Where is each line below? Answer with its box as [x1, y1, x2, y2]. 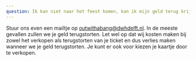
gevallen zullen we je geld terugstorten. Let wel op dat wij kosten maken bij [6, 30, 187, 38]
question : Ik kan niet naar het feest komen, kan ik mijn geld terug [6, 8, 179, 15]
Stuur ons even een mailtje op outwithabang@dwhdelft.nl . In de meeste [6, 24, 178, 31]
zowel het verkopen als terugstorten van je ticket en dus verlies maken [6, 37, 176, 44]
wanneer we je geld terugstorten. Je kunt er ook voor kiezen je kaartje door [6, 43, 188, 50]
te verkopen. [6, 49, 37, 56]
